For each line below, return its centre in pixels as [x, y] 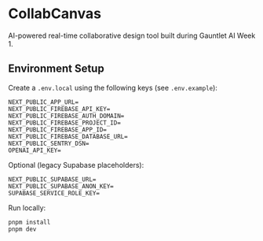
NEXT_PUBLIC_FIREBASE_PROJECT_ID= [65, 123]
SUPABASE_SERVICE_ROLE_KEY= [54, 193]
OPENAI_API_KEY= [35, 150]
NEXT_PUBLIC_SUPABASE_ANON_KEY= [61, 186]
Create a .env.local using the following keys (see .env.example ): [113, 87]
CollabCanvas [55, 14]
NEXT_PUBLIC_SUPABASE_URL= [52, 179]
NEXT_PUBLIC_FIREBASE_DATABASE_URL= [68, 136]
